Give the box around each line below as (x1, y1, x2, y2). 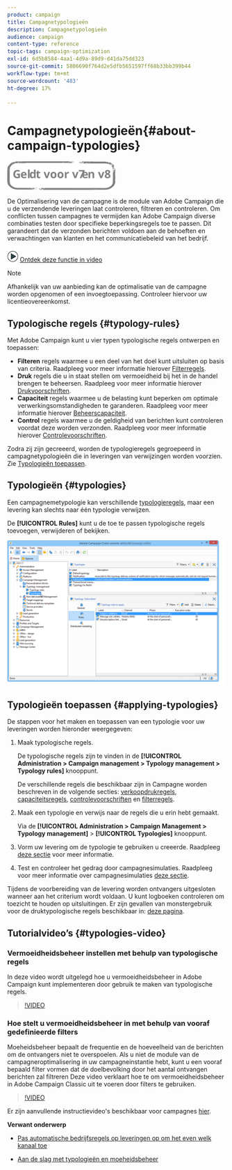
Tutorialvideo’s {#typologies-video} (7, 927, 167, 939)
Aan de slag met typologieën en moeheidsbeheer (17, 1155, 158, 1164)
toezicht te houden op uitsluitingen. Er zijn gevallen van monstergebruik (7, 899, 213, 908)
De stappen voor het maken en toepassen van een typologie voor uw (7, 717, 205, 726)
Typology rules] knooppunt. (17, 767, 99, 775)
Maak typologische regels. (17, 738, 94, 747)
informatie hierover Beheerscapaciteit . (17, 409, 127, 417)
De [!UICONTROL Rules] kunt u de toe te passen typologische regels (7, 519, 205, 527)
